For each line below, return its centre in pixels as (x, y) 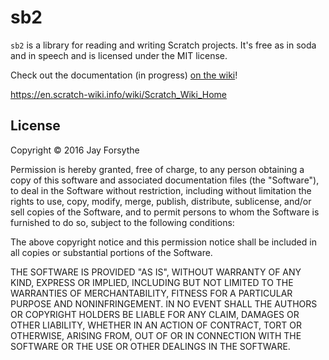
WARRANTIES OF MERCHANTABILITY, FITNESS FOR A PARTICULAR (151, 293)
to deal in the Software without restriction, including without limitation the (161, 190)
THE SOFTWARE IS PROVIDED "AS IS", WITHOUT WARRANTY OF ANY (156, 272)
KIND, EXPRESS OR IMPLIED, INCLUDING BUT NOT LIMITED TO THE (152, 282)
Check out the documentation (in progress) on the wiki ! (124, 75)
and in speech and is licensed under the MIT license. (119, 55)
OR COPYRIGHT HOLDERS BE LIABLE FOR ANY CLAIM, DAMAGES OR (155, 314)
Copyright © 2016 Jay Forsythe (75, 150)
